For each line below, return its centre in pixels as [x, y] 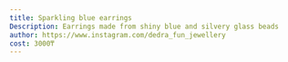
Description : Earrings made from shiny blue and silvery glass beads [144, 26]
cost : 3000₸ [32, 43]
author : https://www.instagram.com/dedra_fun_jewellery [118, 35]
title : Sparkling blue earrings [71, 18]
